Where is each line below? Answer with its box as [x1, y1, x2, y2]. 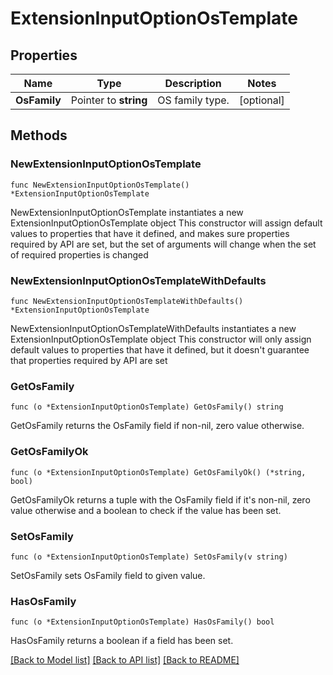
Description [164, 77, 222, 90]
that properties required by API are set [10, 354, 168, 366]
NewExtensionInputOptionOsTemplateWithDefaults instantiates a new [10, 322, 297, 334]
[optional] [238, 93, 285, 107]
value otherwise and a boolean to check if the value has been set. [10, 504, 282, 516]
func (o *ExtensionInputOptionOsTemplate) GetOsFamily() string [10, 402, 284, 412]
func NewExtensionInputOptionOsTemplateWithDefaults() [10, 296, 244, 306]
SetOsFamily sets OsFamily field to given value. [10, 569, 206, 581]
